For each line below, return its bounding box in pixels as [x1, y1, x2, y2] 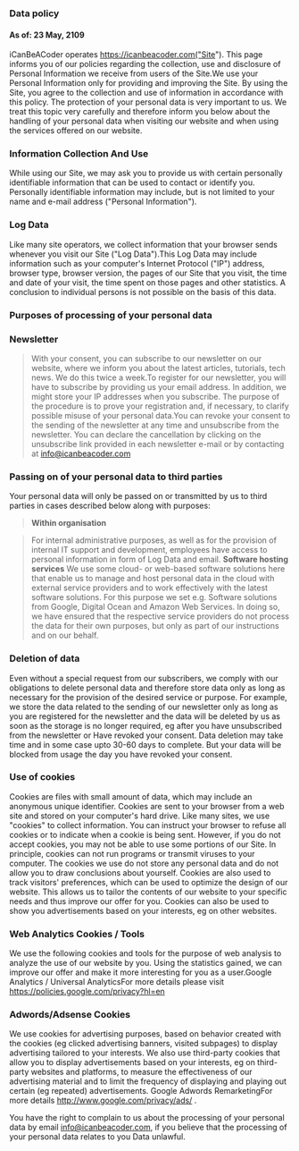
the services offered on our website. [9, 125, 143, 136]
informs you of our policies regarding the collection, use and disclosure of [9, 59, 281, 70]
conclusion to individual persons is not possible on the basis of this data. [9, 286, 277, 297]
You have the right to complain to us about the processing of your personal [9, 1113, 286, 1123]
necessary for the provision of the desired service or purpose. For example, [9, 691, 287, 702]
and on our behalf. [30, 630, 99, 641]
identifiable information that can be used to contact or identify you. [9, 177, 256, 188]
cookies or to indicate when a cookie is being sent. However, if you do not [9, 829, 281, 840]
